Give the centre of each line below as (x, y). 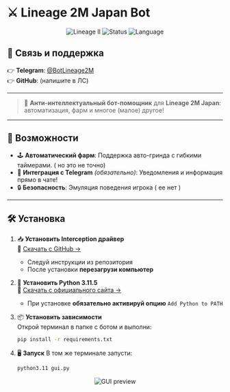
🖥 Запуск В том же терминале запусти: (75, 353)
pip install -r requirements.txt (65, 340)
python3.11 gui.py (43, 369)
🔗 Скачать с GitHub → (49, 249)
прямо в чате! (37, 179)
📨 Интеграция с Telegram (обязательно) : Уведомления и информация (120, 172)
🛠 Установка (36, 219)
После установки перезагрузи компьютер (90, 270)
